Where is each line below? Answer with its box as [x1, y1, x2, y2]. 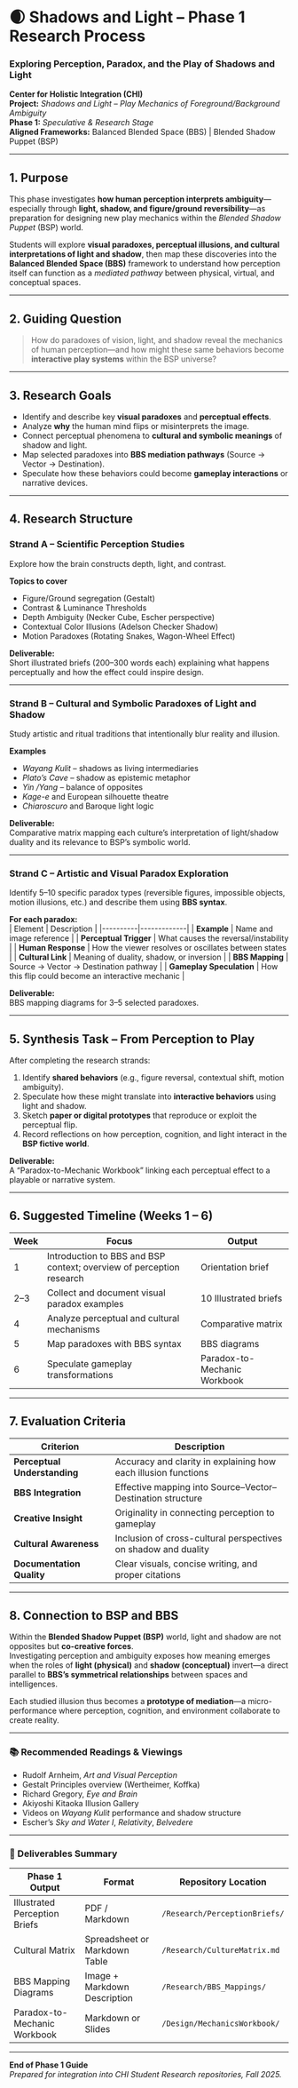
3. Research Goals [9, 387, 113, 402]
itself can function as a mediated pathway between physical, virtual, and [9, 267, 275, 278]
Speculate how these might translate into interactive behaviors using [21, 1091, 277, 1102]
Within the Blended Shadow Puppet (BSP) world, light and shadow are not [9, 1631, 282, 1642]
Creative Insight [13, 1511, 82, 1524]
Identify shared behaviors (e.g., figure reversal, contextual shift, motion [21, 1072, 285, 1083]
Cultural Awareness [13, 1537, 99, 1550]
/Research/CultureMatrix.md [161, 1945, 280, 1956]
